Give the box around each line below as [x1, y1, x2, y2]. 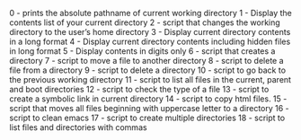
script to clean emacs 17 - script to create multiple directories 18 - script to [9, 112, 286, 123]
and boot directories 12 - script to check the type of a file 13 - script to [9, 84, 270, 94]
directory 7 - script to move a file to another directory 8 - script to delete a [9, 56, 285, 66]
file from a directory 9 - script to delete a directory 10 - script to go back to [9, 65, 286, 75]
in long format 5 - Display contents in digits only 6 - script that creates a [9, 46, 276, 57]
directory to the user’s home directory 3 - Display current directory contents [9, 27, 291, 37]
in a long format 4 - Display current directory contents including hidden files [9, 36, 291, 47]
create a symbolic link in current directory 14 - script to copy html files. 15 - [9, 93, 288, 104]
